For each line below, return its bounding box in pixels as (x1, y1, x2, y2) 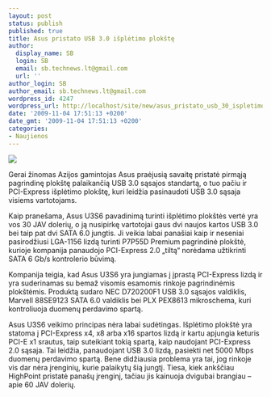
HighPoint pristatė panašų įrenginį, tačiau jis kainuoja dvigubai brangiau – (8, 371, 252, 381)
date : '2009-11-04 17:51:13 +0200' (8, 110, 128, 118)
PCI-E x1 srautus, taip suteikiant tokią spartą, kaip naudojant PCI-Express (8, 336, 252, 346)
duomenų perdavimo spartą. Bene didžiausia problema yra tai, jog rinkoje (8, 353, 252, 364)
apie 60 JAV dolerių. (8, 379, 77, 389)
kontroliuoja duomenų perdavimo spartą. (8, 304, 144, 314)
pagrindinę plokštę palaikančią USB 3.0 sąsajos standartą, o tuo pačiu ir (8, 178, 248, 188)
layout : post (8, 11, 52, 20)
